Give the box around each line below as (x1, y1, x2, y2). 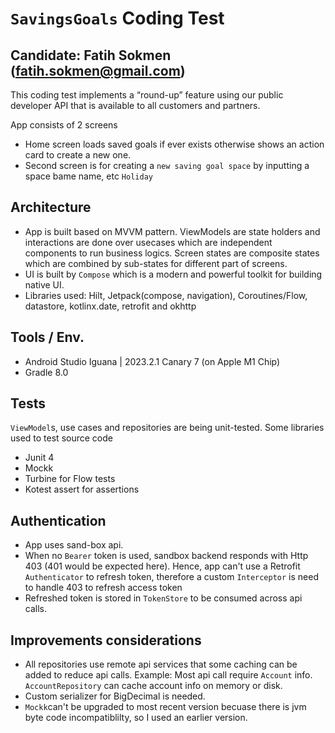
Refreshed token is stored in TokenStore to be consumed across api (24, 592, 303, 604)
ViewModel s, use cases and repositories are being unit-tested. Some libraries (10, 422, 325, 434)
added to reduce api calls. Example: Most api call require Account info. (24, 669, 313, 681)
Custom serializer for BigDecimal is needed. (24, 690, 206, 702)
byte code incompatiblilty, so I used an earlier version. (24, 712, 248, 724)
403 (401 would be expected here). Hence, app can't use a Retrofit (24, 560, 301, 572)
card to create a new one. (24, 149, 132, 161)
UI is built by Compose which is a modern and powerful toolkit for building (24, 268, 323, 280)
